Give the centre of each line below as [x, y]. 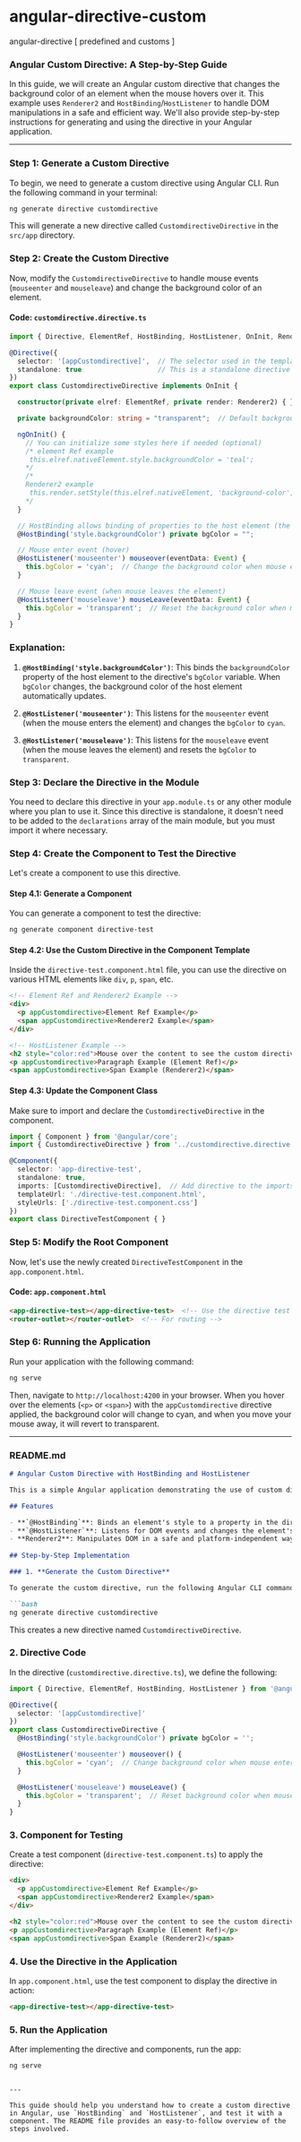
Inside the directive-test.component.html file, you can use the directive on [148, 970]
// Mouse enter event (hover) [73, 550]
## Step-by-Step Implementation [69, 1556]
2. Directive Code [48, 1653]
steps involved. [39, 2129]
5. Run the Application [59, 2029]
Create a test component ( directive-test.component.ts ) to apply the [136, 1854]
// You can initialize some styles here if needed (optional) [144, 443]
